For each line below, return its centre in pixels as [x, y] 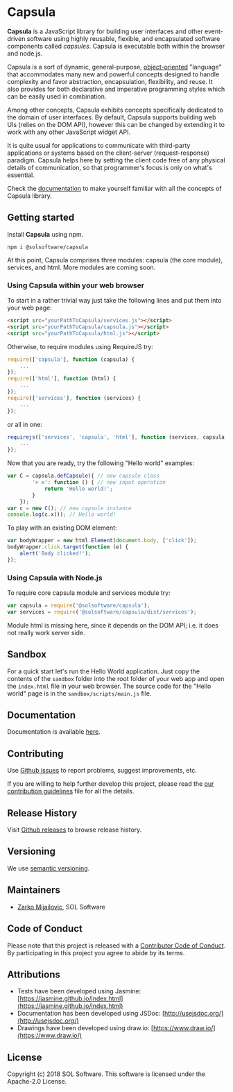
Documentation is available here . [54, 732]
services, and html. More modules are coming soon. [81, 267]
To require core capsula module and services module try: [89, 593]
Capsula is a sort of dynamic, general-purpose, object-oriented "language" [114, 67]
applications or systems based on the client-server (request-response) [109, 153]
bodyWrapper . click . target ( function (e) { [68, 547]
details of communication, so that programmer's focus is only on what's [110, 167]
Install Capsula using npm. [45, 234]
